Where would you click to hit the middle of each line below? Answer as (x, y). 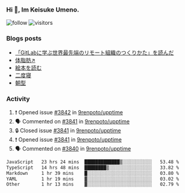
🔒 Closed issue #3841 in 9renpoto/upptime (68, 130)
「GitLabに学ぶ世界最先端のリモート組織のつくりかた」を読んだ (94, 52)
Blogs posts (24, 39)
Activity (18, 99)
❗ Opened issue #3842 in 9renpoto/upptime (69, 112)
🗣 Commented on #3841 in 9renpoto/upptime (72, 121)
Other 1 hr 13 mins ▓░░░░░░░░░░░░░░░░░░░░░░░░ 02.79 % (93, 185)
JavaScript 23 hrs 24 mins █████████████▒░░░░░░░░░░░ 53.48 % (93, 162)
